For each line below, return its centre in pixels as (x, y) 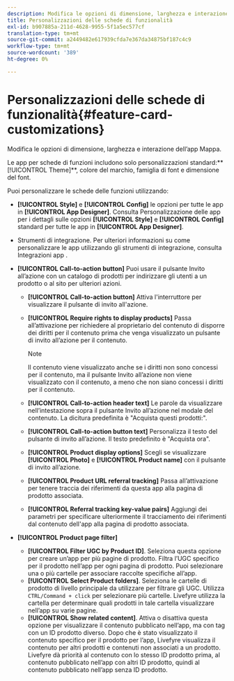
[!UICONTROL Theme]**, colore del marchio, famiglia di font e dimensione (113, 170)
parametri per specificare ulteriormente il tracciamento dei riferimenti (127, 516)
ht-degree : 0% (28, 59)
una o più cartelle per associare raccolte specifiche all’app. (112, 573)
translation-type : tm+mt (43, 33)
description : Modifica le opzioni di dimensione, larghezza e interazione (118, 14)
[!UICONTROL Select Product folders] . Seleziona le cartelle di (117, 580)
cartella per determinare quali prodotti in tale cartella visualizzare (121, 603)
